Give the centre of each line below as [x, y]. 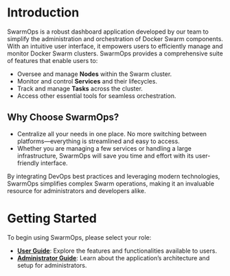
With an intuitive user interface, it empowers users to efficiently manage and [115, 46]
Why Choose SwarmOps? [63, 117]
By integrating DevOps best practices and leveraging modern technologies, [114, 176]
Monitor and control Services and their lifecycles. [87, 81]
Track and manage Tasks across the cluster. [80, 88]
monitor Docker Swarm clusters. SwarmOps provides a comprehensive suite [115, 53]
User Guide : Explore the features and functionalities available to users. [117, 251]
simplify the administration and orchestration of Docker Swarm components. [115, 38]
